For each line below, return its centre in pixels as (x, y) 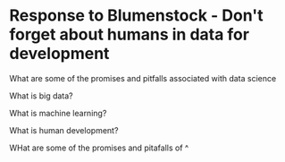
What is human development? (64, 130)
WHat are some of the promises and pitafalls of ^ (99, 148)
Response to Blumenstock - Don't (136, 16)
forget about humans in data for (130, 34)
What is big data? (41, 96)
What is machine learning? (58, 113)
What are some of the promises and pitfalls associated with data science (143, 78)
